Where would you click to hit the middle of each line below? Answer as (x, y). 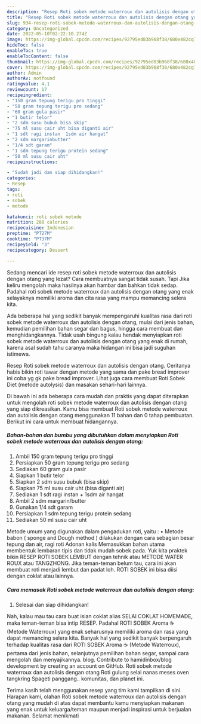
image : (15, 39)
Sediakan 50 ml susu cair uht (51, 520)
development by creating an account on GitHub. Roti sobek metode (89, 666)
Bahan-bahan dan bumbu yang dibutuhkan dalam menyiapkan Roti (92, 435)
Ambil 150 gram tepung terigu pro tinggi (64, 456)
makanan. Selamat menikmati (43, 716)
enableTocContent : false (38, 56)
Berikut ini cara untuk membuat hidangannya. (63, 421)
